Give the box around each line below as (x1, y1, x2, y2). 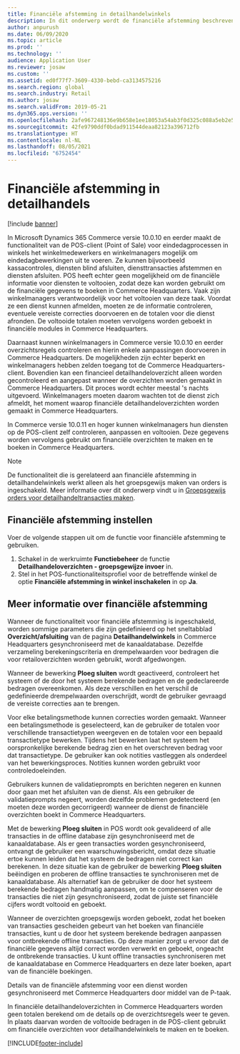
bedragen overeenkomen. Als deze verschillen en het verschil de (7, 683, 199, 693)
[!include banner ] (7, 219, 59, 228)
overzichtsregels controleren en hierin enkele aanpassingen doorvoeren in (7, 346, 226, 354)
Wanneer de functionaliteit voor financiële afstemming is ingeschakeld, (7, 617, 216, 626)
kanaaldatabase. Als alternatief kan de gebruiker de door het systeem (7, 877, 213, 885)
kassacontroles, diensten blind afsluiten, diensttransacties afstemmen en (7, 263, 222, 272)
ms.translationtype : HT (7, 130, 79, 137)
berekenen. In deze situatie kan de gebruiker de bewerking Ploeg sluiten (7, 862, 222, 870)
